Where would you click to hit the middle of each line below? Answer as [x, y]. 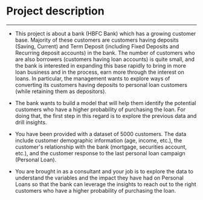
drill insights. [31, 122]
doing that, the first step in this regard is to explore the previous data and [106, 115]
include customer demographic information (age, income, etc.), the [98, 140]
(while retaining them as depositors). [61, 91]
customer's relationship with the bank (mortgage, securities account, [101, 147]
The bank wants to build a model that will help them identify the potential [105, 103]
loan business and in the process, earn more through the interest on [99, 72]
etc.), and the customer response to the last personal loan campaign [100, 153]
